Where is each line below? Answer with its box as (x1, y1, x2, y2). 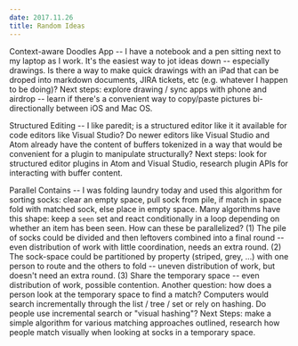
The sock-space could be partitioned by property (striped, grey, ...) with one (9, 251, 289, 261)
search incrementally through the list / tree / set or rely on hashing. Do (9, 298, 267, 309)
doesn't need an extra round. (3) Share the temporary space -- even (9, 269, 260, 281)
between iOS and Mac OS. (56, 103, 153, 113)
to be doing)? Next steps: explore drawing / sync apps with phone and (9, 84, 267, 95)
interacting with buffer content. (9, 167, 123, 178)
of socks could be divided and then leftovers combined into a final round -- (9, 232, 285, 243)
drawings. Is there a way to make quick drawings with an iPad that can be (9, 64, 279, 76)
